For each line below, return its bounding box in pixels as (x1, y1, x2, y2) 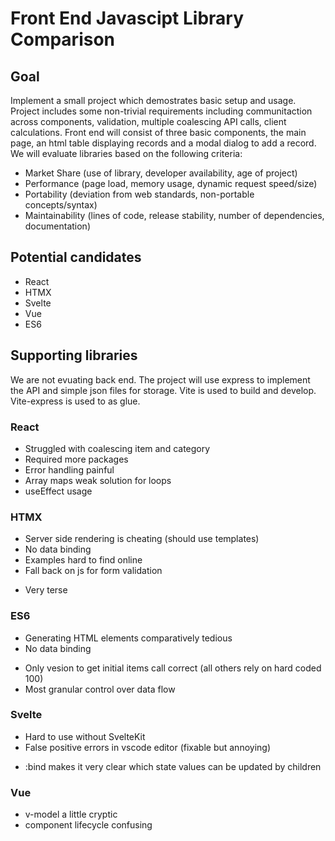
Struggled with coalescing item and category (24, 442, 211, 454)
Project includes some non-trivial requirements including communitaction (10, 105, 313, 117)
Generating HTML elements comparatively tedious (24, 632, 233, 644)
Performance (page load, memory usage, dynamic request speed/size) (24, 178, 318, 189)
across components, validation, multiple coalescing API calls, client (10, 116, 287, 127)
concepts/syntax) (24, 199, 98, 211)
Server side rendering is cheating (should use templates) (24, 533, 260, 545)
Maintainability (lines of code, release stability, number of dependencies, (24, 210, 325, 221)
